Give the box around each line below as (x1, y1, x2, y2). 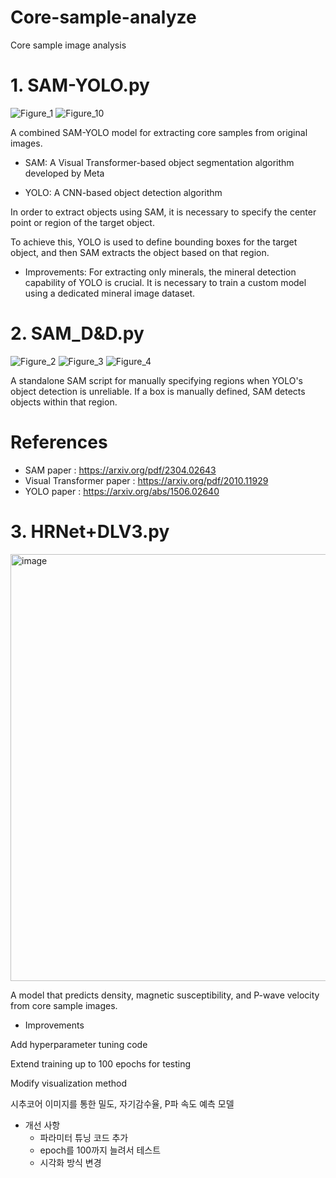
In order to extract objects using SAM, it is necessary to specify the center (10, 206, 317, 218)
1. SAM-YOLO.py (10, 74, 150, 97)
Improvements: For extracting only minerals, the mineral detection (24, 266, 297, 278)
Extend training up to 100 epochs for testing (10, 1057, 192, 1070)
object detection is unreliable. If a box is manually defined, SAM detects (10, 385, 306, 397)
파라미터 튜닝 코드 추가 (39, 1131, 129, 1143)
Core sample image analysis (10, 39, 127, 51)
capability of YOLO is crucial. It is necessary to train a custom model (24, 276, 307, 288)
